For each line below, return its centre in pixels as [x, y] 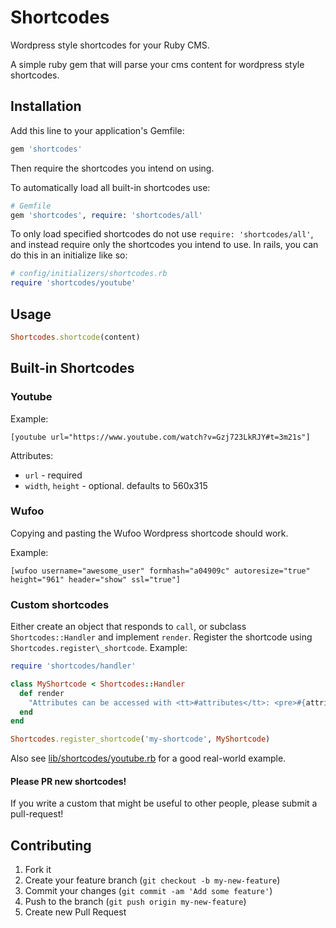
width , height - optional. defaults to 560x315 [116, 485]
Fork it [38, 870]
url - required [53, 475]
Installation [46, 106]
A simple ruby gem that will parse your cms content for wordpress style [157, 64]
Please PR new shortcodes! [68, 781]
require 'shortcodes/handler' [73, 666]
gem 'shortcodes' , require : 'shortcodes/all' [106, 215]
